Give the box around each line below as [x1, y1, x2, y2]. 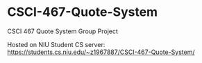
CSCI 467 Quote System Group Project [7, 27, 118, 35]
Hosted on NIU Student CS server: [7, 40, 106, 48]
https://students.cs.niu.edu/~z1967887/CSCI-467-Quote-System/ [7, 48, 195, 56]
